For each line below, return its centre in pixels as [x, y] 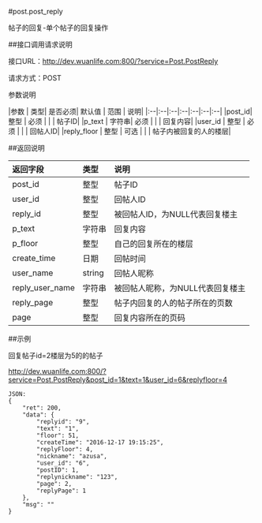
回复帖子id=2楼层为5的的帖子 [56, 355]
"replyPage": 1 [62, 491]
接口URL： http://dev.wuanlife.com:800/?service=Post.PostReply [113, 61]
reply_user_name [43, 288]
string [93, 273]
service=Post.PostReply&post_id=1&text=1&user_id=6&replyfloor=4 [118, 379]
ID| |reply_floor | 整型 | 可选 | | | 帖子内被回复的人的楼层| [140, 131]
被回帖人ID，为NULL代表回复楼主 [176, 214]
